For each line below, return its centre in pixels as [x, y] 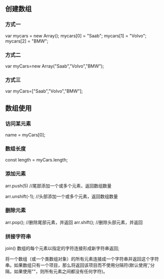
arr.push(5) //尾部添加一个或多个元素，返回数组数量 [58, 185]
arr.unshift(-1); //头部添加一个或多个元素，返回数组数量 [62, 196]
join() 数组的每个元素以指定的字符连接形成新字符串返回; [62, 248]
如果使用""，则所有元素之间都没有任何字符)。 [61, 271]
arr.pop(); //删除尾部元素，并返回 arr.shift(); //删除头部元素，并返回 [74, 222]
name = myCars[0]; [25, 134]
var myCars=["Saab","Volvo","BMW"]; [44, 91]
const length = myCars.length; [37, 160]
